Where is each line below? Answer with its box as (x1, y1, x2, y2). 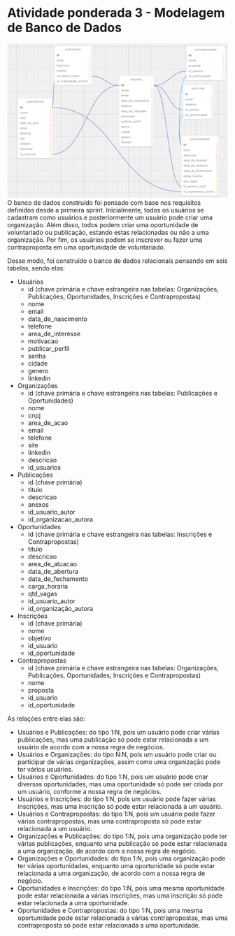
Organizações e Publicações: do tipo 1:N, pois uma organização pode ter (17, 832, 227, 840)
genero (27, 367, 49, 375)
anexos (27, 501, 49, 509)
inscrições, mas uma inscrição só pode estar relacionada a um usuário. (17, 802, 223, 811)
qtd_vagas (27, 589, 57, 598)
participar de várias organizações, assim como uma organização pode (17, 758, 221, 766)
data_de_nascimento (27, 315, 87, 323)
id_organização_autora (27, 605, 93, 613)
